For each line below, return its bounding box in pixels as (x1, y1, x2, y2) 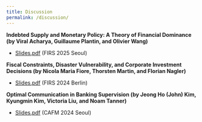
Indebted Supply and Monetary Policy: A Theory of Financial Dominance (6, 31, 192, 38)
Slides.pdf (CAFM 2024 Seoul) (15, 109, 92, 116)
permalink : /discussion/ (6, 14, 69, 21)
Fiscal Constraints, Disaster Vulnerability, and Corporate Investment (6, 61, 182, 68)
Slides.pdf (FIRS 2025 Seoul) (15, 49, 88, 56)
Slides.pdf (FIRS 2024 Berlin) (15, 79, 88, 86)
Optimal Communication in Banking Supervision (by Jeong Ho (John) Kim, (6, 91, 197, 98)
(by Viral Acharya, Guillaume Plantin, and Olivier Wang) (6, 37, 148, 45)
